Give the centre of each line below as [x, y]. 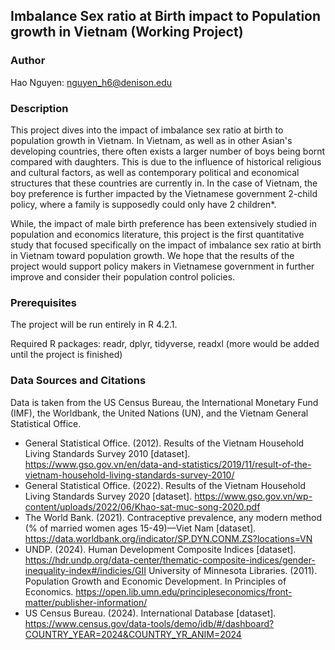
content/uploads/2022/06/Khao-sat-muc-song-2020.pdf [142, 506]
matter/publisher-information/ [86, 602]
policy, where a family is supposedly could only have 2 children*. [143, 204]
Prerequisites [43, 302]
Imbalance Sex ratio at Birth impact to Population [166, 16]
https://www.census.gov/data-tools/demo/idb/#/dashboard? [149, 623]
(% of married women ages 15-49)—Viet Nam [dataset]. [140, 528]
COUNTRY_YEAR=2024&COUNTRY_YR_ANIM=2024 [133, 634]
